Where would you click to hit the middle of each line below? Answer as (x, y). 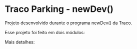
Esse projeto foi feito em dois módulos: (45, 32)
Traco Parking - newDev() (59, 9)
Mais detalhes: (20, 42)
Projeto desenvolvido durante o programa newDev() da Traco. (68, 23)
